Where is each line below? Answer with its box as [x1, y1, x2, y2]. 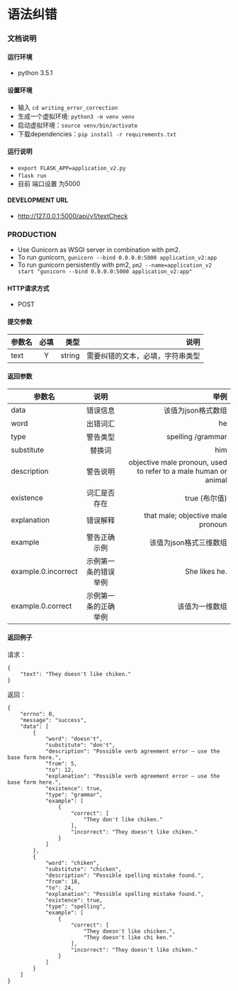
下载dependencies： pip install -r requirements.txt [17, 129, 177, 138]
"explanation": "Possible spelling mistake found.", [45, 891, 204, 898]
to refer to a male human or [137, 466, 227, 476]
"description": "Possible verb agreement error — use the [45, 748, 220, 755]
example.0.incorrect [11, 566, 78, 576]
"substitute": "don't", [45, 742, 115, 749]
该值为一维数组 [176, 601, 227, 611]
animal [205, 475, 227, 485]
